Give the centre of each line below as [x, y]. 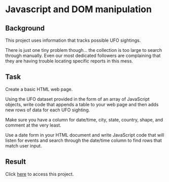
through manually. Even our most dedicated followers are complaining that [83, 55]
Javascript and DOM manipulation [79, 9]
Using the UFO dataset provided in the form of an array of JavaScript [77, 99]
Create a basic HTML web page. [39, 89]
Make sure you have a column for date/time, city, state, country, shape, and [84, 119]
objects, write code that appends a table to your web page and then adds [82, 104]
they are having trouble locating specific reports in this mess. [69, 61]
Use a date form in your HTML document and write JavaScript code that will [85, 135]
